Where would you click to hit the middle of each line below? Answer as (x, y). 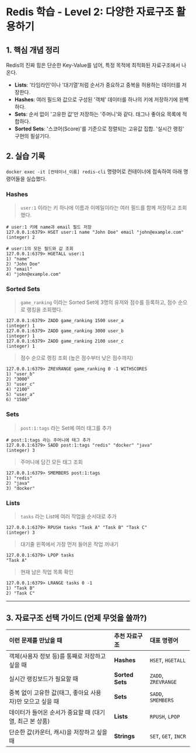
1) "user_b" (20, 374)
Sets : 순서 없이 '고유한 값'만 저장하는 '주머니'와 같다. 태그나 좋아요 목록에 (98, 114)
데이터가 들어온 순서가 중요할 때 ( (52, 712)
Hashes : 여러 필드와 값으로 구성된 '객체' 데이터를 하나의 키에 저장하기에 (96, 99)
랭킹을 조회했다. (45, 310)
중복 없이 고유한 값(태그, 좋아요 (49, 692)
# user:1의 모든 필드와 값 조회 (40, 249)
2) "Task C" (20, 593)
